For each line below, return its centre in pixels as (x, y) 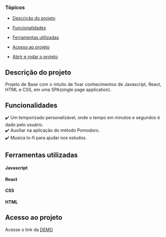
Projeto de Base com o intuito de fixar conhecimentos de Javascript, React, (83, 84)
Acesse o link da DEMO (29, 230)
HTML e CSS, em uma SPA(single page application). (58, 90)
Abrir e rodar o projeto (35, 57)
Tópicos (15, 7)
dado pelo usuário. (24, 124)
